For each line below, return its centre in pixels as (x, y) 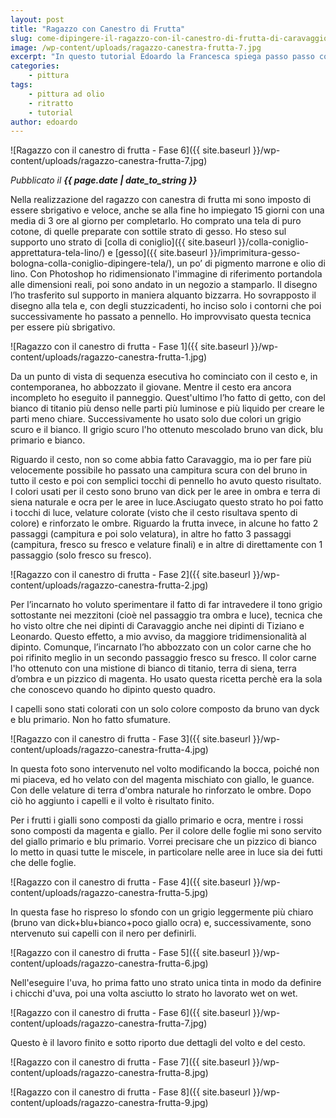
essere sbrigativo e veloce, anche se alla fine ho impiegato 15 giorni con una (167, 210)
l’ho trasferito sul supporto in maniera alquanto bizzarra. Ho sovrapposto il (163, 295)
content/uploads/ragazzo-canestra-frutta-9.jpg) (109, 1103)
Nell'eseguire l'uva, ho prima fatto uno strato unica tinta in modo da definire (166, 983)
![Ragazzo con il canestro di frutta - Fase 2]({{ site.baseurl (130, 575)
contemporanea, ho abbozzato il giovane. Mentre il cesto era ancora (151, 387)
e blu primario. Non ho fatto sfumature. (90, 720)
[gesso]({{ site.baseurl (161, 253)
